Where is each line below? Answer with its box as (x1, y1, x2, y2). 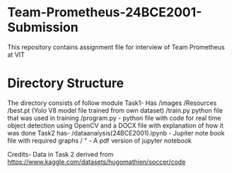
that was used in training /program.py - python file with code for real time (7, 113, 221, 122)
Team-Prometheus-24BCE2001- (7, 4, 202, 21)
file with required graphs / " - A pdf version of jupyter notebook (7, 136, 192, 145)
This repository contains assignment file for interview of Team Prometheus (7, 43, 225, 51)
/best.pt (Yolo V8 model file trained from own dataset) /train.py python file (7, 106, 223, 114)
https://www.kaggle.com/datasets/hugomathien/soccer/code (7, 157, 186, 166)
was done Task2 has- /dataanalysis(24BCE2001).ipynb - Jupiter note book (7, 128, 225, 137)
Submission (7, 19, 79, 35)
